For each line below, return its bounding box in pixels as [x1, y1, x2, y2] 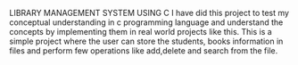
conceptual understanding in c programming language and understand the [9, 17, 284, 28]
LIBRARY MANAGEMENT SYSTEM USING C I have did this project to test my [9, 8, 290, 18]
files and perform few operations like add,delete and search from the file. [9, 45, 278, 56]
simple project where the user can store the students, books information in [9, 36, 284, 46]
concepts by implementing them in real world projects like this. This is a [9, 27, 272, 37]
